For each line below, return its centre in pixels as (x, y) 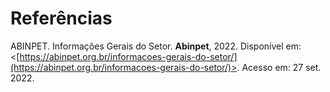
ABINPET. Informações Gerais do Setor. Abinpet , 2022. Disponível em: (156, 46)
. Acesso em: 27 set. (279, 67)
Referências (61, 18)
